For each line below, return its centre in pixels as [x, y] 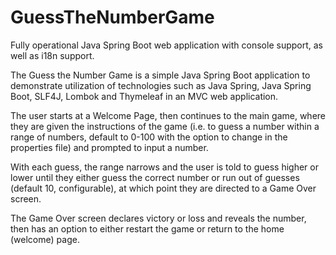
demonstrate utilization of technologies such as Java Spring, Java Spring [161, 85]
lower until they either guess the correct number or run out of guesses [155, 177]
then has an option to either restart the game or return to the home [147, 228]
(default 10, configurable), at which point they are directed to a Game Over [163, 188]
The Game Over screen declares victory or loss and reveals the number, [158, 218]
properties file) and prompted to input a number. [109, 147]
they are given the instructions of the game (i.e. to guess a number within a [165, 126]
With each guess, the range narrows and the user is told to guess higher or [164, 167]
